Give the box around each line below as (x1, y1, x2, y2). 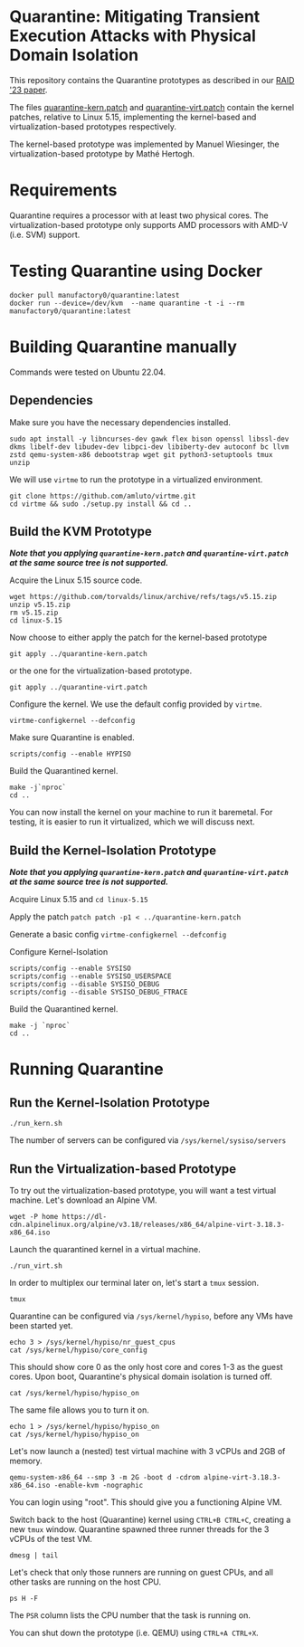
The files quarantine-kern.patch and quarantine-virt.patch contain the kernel (9, 101, 295, 112)
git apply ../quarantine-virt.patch (9, 683, 147, 692)
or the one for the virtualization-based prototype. (9, 665, 193, 676)
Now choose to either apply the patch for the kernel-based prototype (9, 632, 268, 643)
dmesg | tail (9, 1551, 59, 1560)
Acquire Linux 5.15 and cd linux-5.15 (9, 894, 148, 905)
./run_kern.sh (9, 1119, 63, 1128)
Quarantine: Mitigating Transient (9, 6, 261, 27)
